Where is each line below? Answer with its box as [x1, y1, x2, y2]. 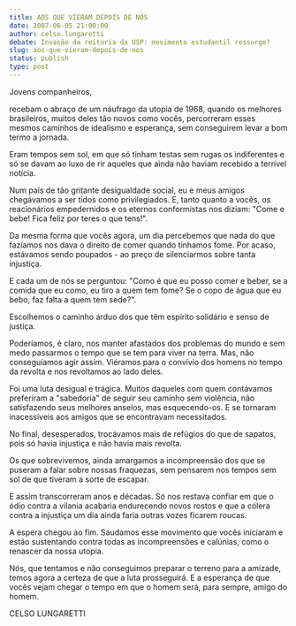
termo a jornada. [9, 132, 70, 142]
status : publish [9, 54, 69, 63]
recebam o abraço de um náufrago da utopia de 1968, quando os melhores [9, 103, 283, 114]
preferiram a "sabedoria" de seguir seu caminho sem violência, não [9, 393, 255, 403]
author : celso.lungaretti [9, 29, 104, 38]
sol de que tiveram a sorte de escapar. [9, 474, 149, 485]
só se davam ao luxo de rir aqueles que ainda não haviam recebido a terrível [9, 158, 287, 169]
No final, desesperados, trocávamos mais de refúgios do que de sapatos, [9, 428, 277, 439]
